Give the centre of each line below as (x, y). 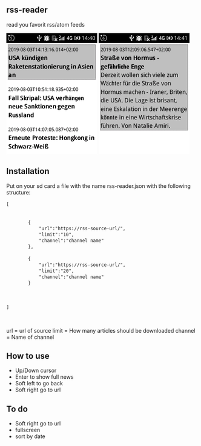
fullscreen (28, 430)
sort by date (30, 436)
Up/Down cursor (36, 371)
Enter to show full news (44, 377)
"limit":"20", (56, 271)
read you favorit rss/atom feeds (45, 24)
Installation (28, 171)
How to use (28, 356)
